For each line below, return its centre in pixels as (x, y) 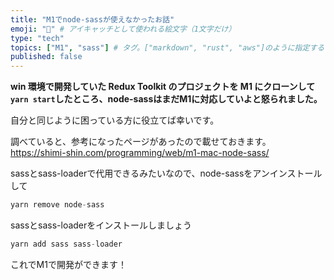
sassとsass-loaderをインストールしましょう (101, 225)
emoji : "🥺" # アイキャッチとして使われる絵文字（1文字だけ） (123, 29)
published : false (46, 57)
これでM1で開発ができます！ (68, 264)
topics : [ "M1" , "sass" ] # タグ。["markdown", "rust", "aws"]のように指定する (167, 47)
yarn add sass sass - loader (66, 244)
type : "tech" (37, 38)
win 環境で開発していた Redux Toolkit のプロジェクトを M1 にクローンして (163, 87)
